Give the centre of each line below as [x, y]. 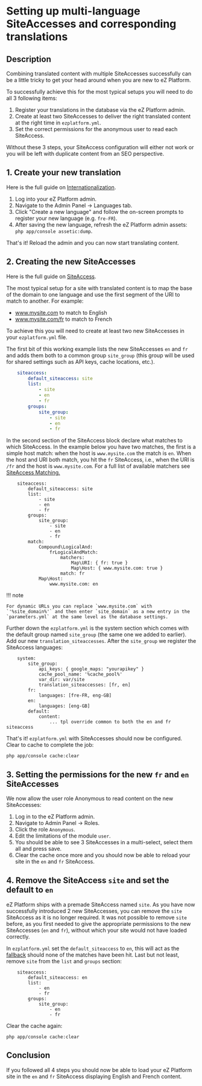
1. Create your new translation [64, 173]
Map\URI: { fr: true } [99, 563]
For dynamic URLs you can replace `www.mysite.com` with [79, 606]
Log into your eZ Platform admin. [56, 199]
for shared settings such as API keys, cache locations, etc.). [80, 361]
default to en [30, 890]
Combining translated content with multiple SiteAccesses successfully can [99, 73]
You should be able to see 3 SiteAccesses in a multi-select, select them [104, 842]
